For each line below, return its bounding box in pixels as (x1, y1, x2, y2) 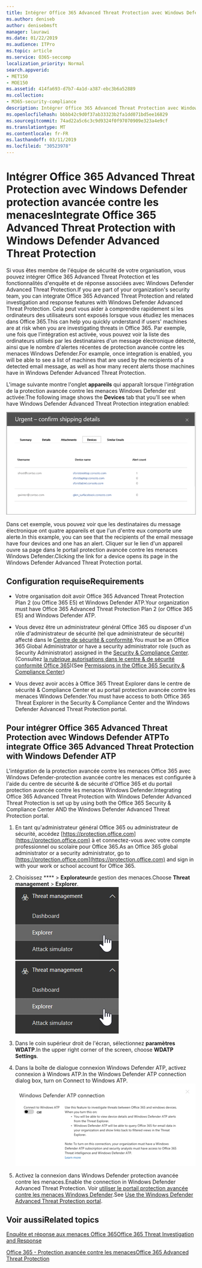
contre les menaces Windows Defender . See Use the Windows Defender (14, 1191, 194, 1198)
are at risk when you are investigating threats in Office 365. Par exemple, (6, 324, 186, 331)
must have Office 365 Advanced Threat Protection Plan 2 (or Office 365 (14, 605, 194, 612)
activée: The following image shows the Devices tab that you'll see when (6, 394, 186, 401)
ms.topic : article (6, 48, 52, 54)
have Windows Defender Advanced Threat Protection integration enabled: (6, 400, 190, 407)
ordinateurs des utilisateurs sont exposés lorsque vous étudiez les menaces (6, 311, 194, 319)
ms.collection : (6, 92, 44, 99)
